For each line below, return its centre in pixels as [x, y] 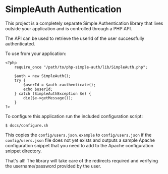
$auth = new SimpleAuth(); [43, 76]
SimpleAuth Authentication [64, 9]
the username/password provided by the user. [53, 166]
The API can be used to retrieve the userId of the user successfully [75, 38]
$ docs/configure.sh [27, 125]
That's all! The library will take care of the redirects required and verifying [82, 160]
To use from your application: [36, 53]
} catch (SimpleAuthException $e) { [53, 94]
